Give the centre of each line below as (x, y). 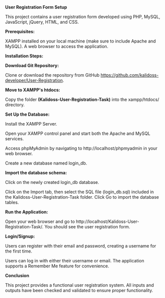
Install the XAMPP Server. (31, 124)
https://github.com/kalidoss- (130, 75)
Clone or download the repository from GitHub (52, 75)
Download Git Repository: (32, 65)
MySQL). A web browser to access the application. (57, 46)
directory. (15, 105)
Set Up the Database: (27, 114)
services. (14, 139)
